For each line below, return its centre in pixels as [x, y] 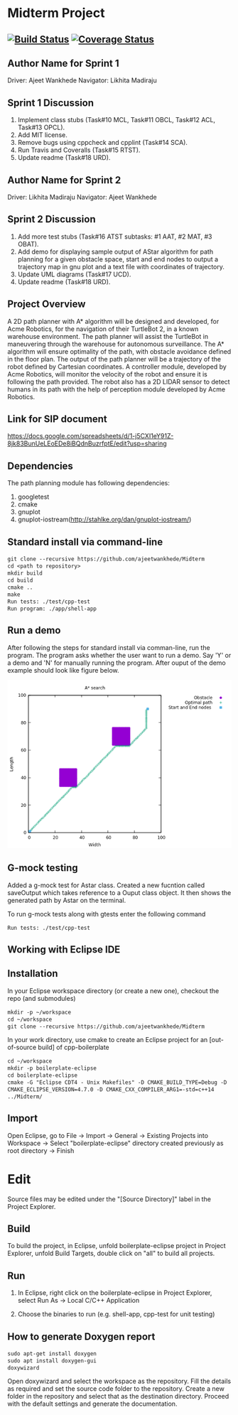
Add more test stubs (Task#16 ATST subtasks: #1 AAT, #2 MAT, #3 [115, 237]
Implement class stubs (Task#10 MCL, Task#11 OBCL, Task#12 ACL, [116, 120]
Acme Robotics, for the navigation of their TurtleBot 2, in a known [103, 329]
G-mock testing [43, 868]
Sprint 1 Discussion [51, 103]
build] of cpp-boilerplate [74, 1047]
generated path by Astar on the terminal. [67, 900]
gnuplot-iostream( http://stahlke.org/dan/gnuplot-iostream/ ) [104, 519]
